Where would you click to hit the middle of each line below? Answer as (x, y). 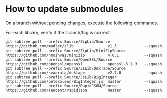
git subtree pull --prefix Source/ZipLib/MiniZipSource (65, 51)
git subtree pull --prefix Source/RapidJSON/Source (61, 86)
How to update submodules (64, 9)
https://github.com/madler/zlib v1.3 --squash (84, 46)
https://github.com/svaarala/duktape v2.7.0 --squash (84, 73)
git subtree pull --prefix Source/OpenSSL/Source (59, 59)
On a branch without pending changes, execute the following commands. (82, 23)
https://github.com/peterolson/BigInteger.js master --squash (84, 81)
